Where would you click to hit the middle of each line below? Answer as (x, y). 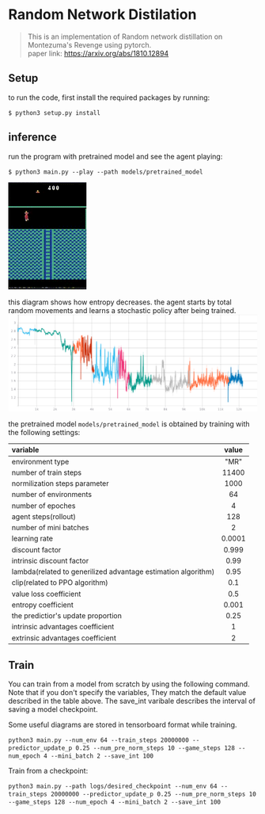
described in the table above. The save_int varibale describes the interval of (132, 701)
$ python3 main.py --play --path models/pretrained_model (106, 172)
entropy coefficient (42, 605)
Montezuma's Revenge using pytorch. (89, 44)
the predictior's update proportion (67, 616)
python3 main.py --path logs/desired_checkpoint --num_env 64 (113, 786)
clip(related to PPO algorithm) (60, 583)
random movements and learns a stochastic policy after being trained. (122, 310)
